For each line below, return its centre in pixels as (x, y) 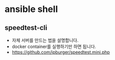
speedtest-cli (26, 28)
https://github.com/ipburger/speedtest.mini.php (61, 52)
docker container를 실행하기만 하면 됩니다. (54, 46)
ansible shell (31, 9)
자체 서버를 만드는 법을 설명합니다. (45, 40)
